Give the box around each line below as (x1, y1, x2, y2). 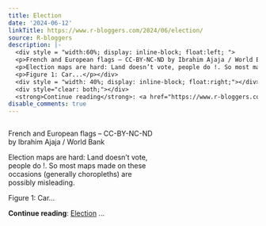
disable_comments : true (8, 100, 87, 108)
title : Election (8, 11, 62, 20)
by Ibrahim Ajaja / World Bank (8, 137, 105, 147)
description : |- (8, 41, 62, 49)
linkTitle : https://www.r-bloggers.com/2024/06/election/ (8, 26, 203, 34)
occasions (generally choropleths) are (8, 170, 132, 179)
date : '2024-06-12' (8, 19, 73, 27)
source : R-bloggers (8, 33, 73, 42)
